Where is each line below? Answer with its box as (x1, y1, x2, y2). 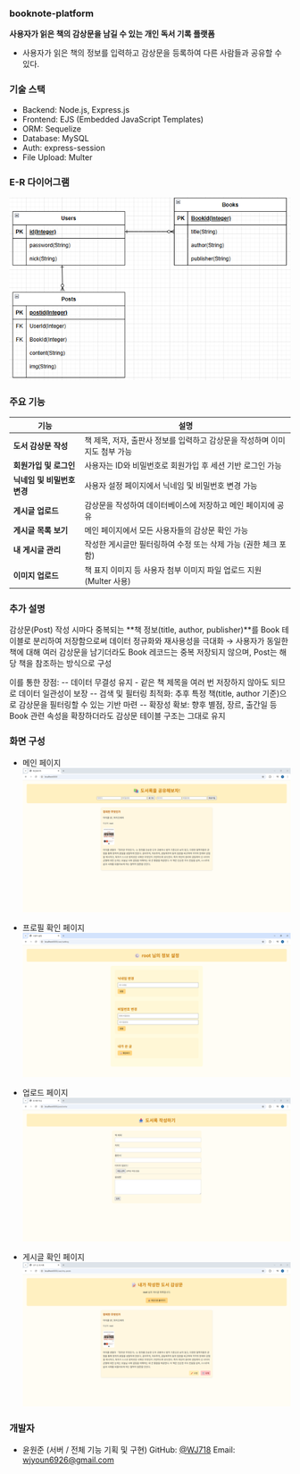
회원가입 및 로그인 (12, 460, 76, 471)
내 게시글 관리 (12, 545, 61, 555)
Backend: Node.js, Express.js (21, 104, 130, 114)
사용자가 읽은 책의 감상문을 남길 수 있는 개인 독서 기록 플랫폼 (9, 29, 216, 39)
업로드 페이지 (21, 1087, 69, 1097)
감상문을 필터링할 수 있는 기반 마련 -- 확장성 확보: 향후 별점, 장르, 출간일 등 (18, 699, 278, 710)
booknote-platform (9, 7, 94, 20)
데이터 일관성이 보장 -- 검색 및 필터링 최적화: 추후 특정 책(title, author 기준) (18, 688, 279, 699)
